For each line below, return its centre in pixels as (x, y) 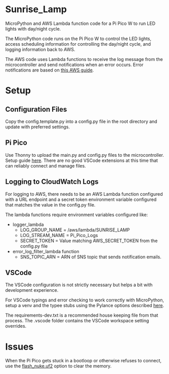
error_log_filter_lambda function (46, 251)
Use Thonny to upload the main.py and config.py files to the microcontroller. (85, 155)
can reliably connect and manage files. (46, 165)
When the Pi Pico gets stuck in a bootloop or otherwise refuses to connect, (83, 361)
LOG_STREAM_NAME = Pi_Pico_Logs (59, 235)
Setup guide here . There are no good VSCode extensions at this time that (82, 160)
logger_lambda (28, 224)
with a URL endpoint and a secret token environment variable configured (81, 199)
